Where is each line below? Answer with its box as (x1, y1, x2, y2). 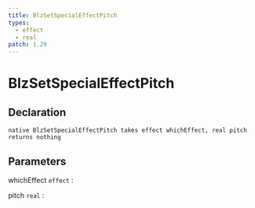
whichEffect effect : (8, 175, 74, 184)
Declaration (8, 105, 67, 119)
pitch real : (8, 190, 45, 200)
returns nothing (8, 133, 61, 141)
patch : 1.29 (8, 41, 47, 49)
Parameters (8, 155, 67, 168)
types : (8, 19, 30, 27)
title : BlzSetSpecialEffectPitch (8, 11, 118, 20)
